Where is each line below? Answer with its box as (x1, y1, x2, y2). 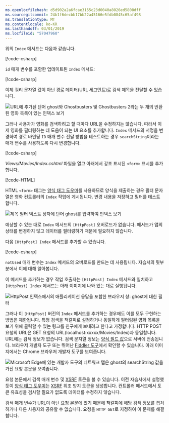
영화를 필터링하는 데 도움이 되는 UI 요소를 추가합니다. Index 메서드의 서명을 (10, 127, 158, 133)
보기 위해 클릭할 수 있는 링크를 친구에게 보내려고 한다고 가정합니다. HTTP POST (5, 323, 162, 329)
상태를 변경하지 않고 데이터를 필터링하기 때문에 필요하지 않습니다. (5, 228, 134, 234)
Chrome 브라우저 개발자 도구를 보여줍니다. (22, 349, 107, 355)
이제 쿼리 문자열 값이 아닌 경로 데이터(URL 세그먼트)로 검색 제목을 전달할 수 (5, 87, 153, 93)
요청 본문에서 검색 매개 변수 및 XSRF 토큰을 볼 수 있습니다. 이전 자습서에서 (5, 376, 151, 382)
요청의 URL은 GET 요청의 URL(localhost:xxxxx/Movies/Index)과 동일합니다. (5, 330, 157, 335)
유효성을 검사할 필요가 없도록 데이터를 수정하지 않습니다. (10, 389, 121, 395)
